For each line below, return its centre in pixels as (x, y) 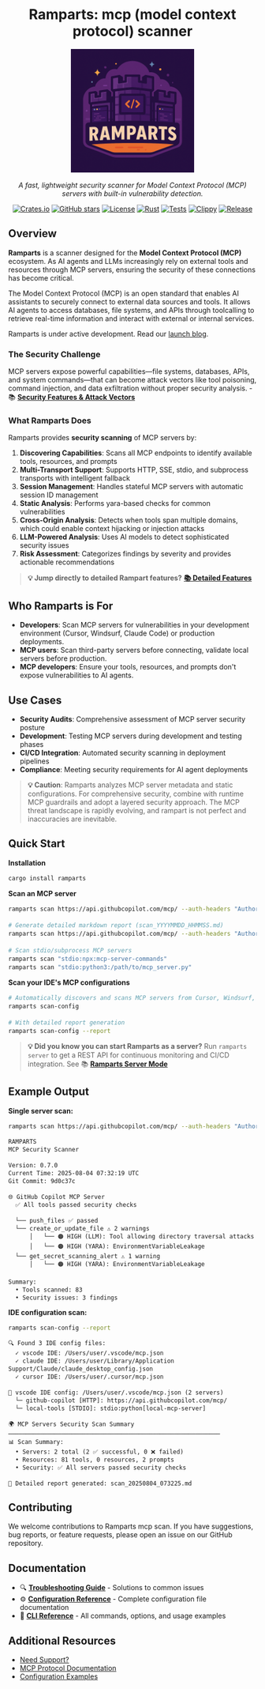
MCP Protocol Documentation (68, 1668)
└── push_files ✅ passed (57, 1220)
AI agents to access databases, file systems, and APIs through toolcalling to (131, 310)
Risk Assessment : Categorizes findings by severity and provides (125, 554)
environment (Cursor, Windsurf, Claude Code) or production (117, 633)
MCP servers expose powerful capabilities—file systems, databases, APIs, (129, 371)
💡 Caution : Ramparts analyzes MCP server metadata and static (130, 785)
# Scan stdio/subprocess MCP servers (70, 951)
